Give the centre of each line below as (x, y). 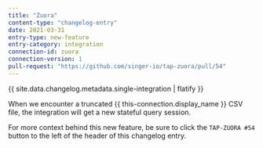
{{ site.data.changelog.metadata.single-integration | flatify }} (106, 88)
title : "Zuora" (33, 15)
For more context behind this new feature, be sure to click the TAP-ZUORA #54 (131, 127)
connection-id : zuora (44, 52)
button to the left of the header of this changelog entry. (97, 135)
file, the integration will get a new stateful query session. (99, 112)
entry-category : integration (56, 45)
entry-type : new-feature (49, 37)
